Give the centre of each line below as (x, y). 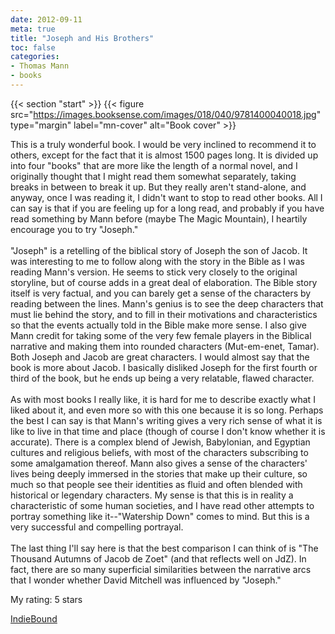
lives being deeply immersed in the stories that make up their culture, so (159, 473)
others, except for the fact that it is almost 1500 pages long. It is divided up (164, 155)
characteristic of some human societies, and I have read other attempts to (162, 505)
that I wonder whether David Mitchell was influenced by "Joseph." (146, 580)
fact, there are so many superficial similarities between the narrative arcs (161, 569)
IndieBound (34, 618)
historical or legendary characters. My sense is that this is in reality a (152, 495)
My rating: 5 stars (46, 599)
